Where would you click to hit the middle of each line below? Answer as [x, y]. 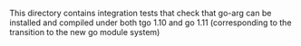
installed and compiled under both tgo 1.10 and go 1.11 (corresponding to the [150, 23]
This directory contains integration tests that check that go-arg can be [141, 13]
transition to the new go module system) [85, 32]
